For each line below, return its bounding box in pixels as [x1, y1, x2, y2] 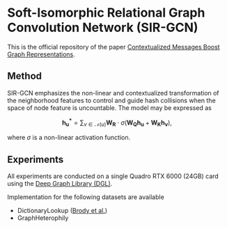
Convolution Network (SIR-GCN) [7, 19, 198, 35]
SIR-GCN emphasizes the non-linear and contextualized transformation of [7, 88, 219, 97]
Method [7, 70, 42, 82]
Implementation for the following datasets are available [7, 193, 165, 201]
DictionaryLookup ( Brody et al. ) [17, 207, 108, 215]
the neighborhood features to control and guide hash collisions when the [7, 96, 216, 104]
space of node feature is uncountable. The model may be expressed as [7, 103, 212, 112]
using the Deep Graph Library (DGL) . [7, 180, 113, 188]
